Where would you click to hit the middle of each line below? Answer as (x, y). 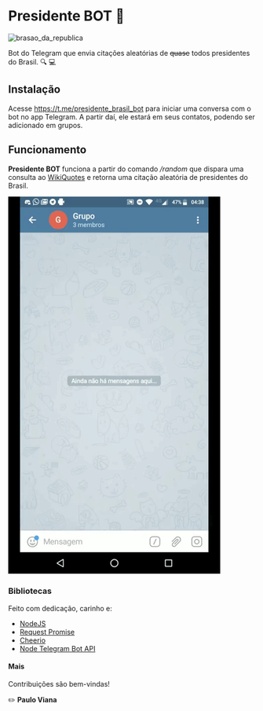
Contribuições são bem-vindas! (59, 684)
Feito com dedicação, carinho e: (60, 608)
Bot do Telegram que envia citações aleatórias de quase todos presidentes (129, 53)
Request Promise (47, 632)
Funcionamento (47, 150)
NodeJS (33, 623)
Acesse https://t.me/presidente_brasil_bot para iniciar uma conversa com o (130, 108)
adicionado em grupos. (46, 125)
